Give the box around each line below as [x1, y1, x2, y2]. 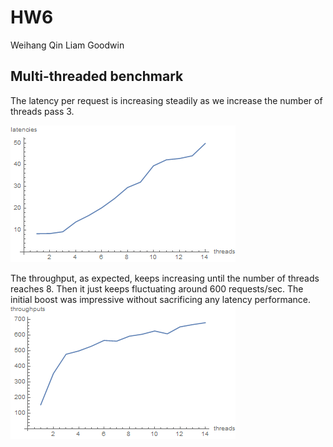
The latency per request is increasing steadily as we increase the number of [10, 94, 323, 106]
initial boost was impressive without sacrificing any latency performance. [10, 293, 311, 305]
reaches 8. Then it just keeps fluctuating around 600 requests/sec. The [10, 282, 304, 295]
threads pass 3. [10, 105, 75, 117]
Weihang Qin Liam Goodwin [10, 39, 125, 51]
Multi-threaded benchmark [10, 68, 184, 85]
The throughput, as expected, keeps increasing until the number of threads [10, 272, 320, 284]
